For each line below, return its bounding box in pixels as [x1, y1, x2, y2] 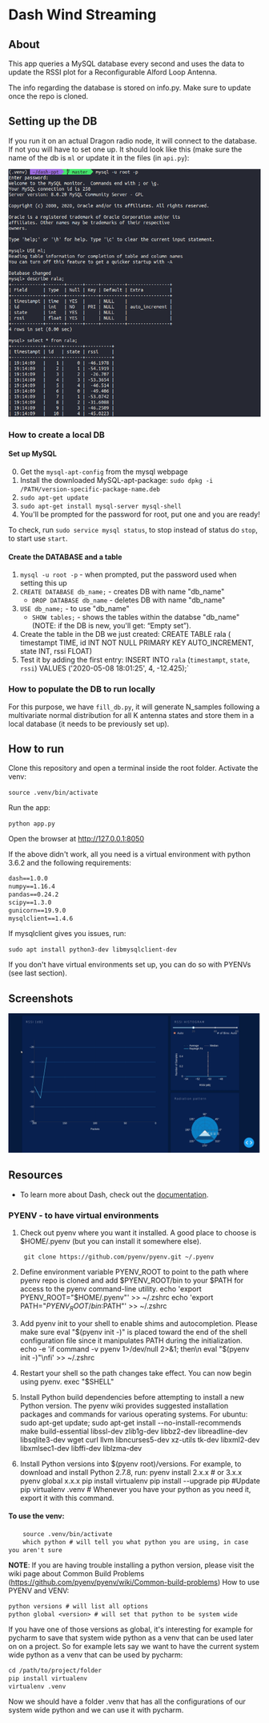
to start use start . [8, 533, 68, 543]
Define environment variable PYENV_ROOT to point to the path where [19, 1267, 249, 1276]
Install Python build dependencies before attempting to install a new [19, 1392, 244, 1401]
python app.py [8, 820, 56, 828]
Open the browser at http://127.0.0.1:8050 [8, 834, 144, 844]
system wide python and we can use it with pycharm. [8, 1705, 184, 1714]
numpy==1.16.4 [8, 882, 56, 891]
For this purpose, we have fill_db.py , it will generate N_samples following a [8, 702, 260, 711]
